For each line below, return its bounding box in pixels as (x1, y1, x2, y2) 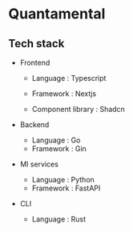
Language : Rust (31, 214, 87, 224)
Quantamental (8, 5, 106, 23)
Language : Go (31, 135, 81, 145)
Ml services (19, 159, 58, 169)
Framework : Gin (31, 144, 87, 153)
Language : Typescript (31, 74, 107, 82)
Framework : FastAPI (31, 183, 101, 193)
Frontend (19, 58, 50, 67)
